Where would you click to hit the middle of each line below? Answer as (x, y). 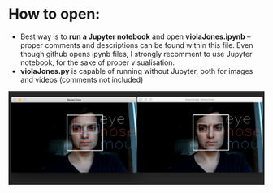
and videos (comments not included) (82, 79)
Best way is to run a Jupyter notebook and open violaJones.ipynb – (135, 36)
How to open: (54, 14)
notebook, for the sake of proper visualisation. (97, 62)
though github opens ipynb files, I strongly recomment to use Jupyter (136, 54)
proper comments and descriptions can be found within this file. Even (136, 45)
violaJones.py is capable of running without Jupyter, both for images (136, 71)
